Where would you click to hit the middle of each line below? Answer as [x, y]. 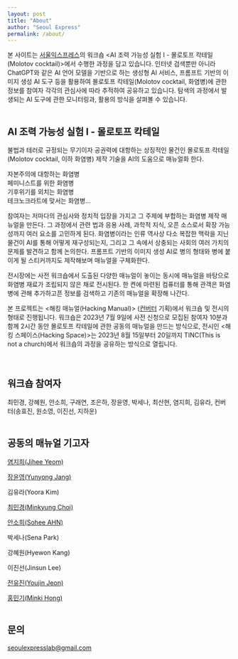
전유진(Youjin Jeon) [36, 582]
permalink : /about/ [36, 34]
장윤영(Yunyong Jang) [39, 477]
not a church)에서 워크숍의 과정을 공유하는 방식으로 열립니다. [92, 344]
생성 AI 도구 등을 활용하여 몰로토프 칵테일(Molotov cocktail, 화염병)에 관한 [124, 82]
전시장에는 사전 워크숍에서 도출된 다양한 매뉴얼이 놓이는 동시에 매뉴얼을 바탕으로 [118, 275]
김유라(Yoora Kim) [33, 492]
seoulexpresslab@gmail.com [50, 648]
